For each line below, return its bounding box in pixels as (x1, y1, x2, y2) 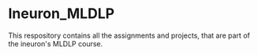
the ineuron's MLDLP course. (8, 38, 103, 48)
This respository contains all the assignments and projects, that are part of (8, 31, 250, 40)
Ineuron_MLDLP (8, 5, 115, 23)
